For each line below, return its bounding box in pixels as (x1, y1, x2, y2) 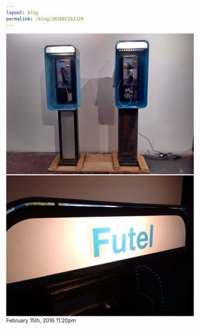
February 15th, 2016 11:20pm (6, 316, 76, 324)
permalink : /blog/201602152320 (6, 15, 84, 22)
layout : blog (6, 10, 39, 15)
